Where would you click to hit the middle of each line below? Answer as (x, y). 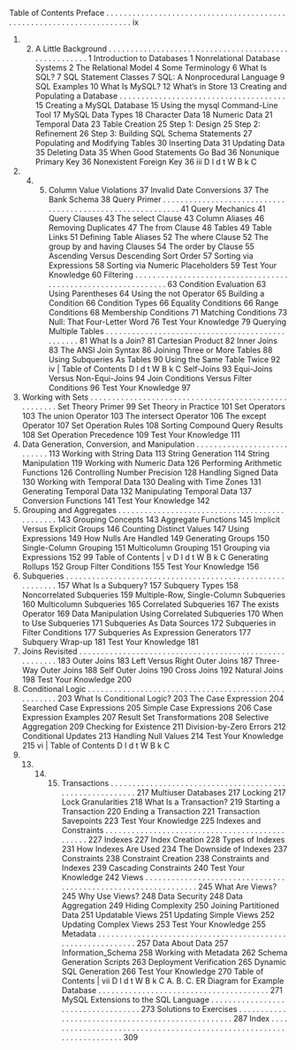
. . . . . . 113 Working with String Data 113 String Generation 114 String (146, 454)
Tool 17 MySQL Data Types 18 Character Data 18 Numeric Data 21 (154, 115)
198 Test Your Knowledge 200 (77, 680)
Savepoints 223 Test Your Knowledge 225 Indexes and (161, 821)
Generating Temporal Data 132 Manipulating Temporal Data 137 (137, 491)
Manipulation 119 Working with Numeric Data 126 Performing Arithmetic (152, 463)
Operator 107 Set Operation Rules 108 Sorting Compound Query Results (152, 425)
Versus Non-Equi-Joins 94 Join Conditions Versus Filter (150, 378)
